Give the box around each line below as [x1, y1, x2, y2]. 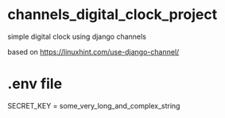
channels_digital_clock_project [7, 6, 218, 24]
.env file [7, 75, 63, 93]
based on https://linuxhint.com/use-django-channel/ [7, 47, 180, 56]
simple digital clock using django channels [7, 32, 146, 41]
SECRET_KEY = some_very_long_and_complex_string [7, 101, 180, 110]
